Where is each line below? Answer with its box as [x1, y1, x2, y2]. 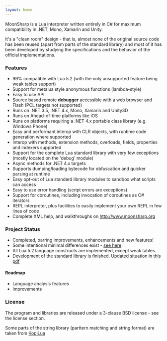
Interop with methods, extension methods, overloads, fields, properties [12, 139, 158, 145]
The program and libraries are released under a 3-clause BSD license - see [5, 310, 159, 316]
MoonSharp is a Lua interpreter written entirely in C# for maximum [5, 21, 141, 27]
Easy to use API [12, 91, 45, 97]
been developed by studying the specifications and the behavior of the [5, 46, 151, 52]
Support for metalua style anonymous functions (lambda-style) [12, 86, 142, 92]
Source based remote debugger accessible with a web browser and [12, 97, 153, 103]
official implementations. [5, 52, 56, 58]
